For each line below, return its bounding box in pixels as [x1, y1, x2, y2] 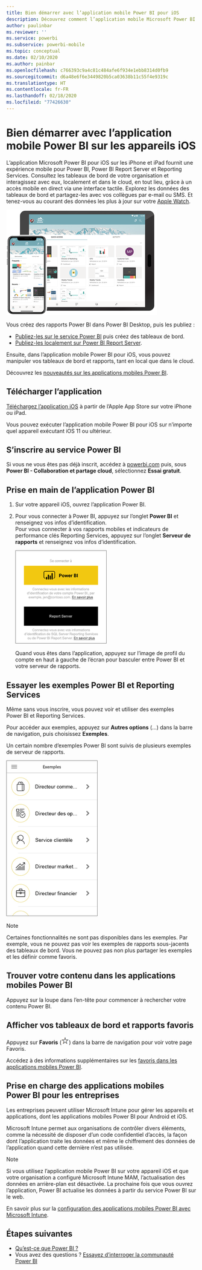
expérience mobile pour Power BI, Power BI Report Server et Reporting [6, 165, 182, 173]
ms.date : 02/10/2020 [6, 55, 58, 61]
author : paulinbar [6, 22, 52, 28]
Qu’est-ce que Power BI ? [14, 1245, 78, 1252]
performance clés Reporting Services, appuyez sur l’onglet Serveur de [14, 532, 191, 539]
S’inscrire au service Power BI [6, 445, 121, 455]
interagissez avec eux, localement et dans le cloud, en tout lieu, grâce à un [6, 178, 192, 185]
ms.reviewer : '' [6, 29, 47, 35]
